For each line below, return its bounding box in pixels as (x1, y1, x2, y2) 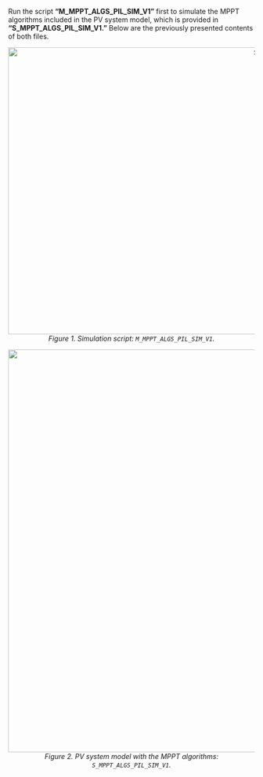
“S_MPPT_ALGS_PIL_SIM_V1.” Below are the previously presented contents (8, 24, 254, 32)
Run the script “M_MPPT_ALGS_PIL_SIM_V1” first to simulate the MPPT (8, 7, 240, 16)
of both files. (8, 31, 49, 41)
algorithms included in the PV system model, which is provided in (8, 15, 219, 24)
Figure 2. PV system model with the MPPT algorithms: (44, 752, 219, 761)
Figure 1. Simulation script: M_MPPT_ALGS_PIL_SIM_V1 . (48, 334, 215, 343)
